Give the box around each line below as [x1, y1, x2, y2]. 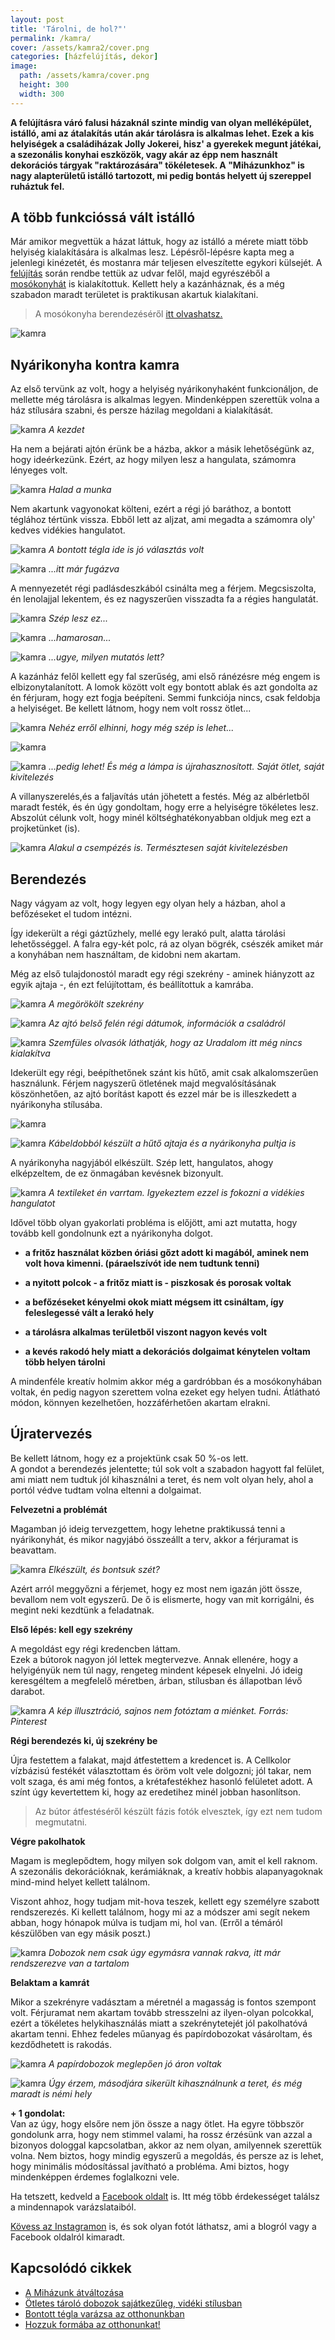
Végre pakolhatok [10, 1835, 86, 1847]
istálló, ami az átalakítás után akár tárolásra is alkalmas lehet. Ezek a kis [10, 127, 315, 139]
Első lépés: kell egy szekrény [10, 1623, 133, 1635]
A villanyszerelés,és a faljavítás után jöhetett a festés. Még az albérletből [10, 791, 310, 803]
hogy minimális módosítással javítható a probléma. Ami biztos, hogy [10, 2160, 290, 2172]
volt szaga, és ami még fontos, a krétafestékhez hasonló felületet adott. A [10, 1775, 313, 1787]
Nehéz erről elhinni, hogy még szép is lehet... [48, 722, 235, 734]
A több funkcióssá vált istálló [10, 209, 196, 226]
